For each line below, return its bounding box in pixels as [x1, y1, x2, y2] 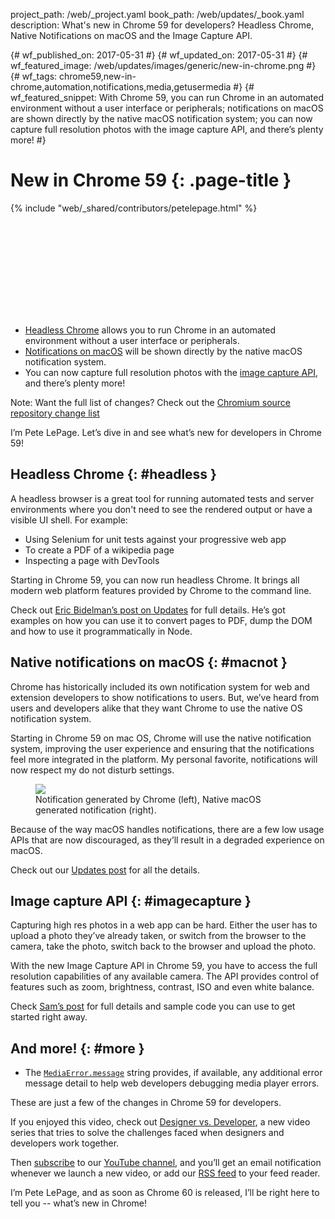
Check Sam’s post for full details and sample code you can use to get [10, 1000, 296, 1013]
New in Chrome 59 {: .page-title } [10, 169, 292, 192]
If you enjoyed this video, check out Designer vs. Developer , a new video [10, 1116, 311, 1128]
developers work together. [10, 1137, 120, 1149]
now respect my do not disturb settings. [10, 764, 175, 776]
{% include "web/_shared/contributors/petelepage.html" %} [10, 202, 258, 214]
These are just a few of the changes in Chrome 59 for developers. [10, 1097, 282, 1109]
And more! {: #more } [10, 1040, 145, 1057]
